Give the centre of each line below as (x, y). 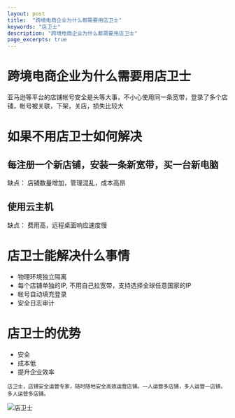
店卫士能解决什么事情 (69, 256)
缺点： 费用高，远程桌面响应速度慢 (57, 225)
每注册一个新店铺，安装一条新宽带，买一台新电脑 (113, 165)
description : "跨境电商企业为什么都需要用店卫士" (72, 33)
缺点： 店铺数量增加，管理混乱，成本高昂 (66, 183)
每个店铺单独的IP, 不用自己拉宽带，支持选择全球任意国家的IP (104, 285)
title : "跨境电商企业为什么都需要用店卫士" (65, 20)
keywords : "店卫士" (34, 27)
